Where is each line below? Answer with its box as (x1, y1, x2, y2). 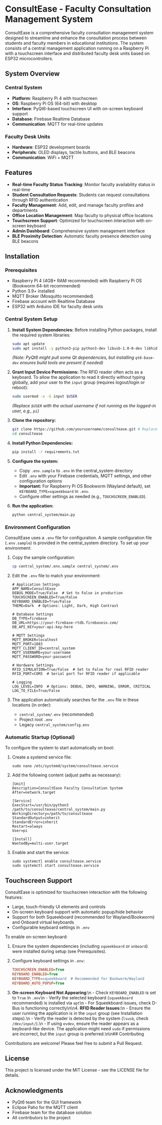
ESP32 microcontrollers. (5, 55, 53, 61)
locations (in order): (12, 702, 52, 708)
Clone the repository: (12, 418, 56, 423)
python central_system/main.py (12, 512, 75, 517)
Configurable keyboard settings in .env (12, 924, 90, 930)
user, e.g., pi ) (12, 408, 39, 414)
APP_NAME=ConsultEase (12, 587, 56, 591)
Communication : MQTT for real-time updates (12, 121, 103, 127)
